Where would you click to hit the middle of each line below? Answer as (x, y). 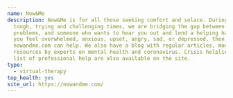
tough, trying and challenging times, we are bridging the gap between (119, 26)
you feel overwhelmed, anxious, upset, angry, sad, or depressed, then (119, 39)
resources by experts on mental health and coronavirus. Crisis (108, 52)
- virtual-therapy (40, 71)
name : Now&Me (26, 13)
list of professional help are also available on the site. (102, 59)
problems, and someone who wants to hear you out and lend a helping (116, 33)
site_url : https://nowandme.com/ (55, 84)
